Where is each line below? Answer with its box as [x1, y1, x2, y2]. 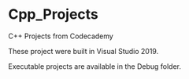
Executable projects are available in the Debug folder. [8, 61, 182, 71]
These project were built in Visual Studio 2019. [8, 46, 159, 56]
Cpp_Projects [8, 5, 98, 23]
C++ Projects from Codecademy [8, 31, 114, 41]
